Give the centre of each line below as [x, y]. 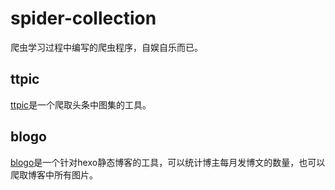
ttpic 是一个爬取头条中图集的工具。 [81, 104]
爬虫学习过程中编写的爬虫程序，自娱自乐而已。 [106, 47]
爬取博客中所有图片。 [54, 174]
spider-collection [83, 18]
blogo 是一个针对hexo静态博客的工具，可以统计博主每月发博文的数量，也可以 [168, 162]
